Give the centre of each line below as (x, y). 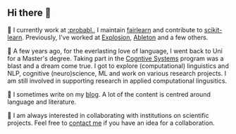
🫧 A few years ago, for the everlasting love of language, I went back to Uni (115, 51)
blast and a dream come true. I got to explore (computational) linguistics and (118, 66)
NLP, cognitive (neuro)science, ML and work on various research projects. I (117, 73)
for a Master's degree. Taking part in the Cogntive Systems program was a (116, 58)
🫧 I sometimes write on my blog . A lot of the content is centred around (109, 94)
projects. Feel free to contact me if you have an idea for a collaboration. (111, 123)
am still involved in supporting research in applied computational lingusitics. (117, 81)
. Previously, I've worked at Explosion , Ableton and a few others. (115, 37)
